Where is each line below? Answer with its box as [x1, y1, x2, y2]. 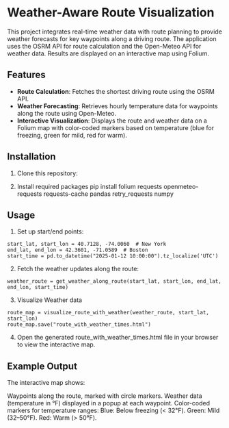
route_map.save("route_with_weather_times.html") [7, 321, 152, 328]
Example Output [7, 360, 77, 372]
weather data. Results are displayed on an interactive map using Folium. [7, 49, 210, 58]
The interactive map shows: [7, 379, 85, 387]
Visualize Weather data [16, 296, 83, 304]
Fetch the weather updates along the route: [16, 265, 139, 273]
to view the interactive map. [16, 340, 96, 349]
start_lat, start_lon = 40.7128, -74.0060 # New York [7, 241, 167, 248]
